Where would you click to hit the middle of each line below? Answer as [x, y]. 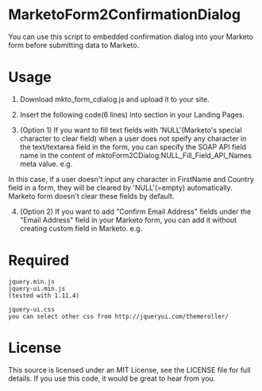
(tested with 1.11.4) [44, 296]
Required [39, 261]
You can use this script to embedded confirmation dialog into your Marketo [131, 37]
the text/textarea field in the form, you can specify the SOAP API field [133, 147]
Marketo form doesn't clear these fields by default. [91, 195]
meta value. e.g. [46, 164]
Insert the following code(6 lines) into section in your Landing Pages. [132, 114]
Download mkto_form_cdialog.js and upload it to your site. [114, 99]
